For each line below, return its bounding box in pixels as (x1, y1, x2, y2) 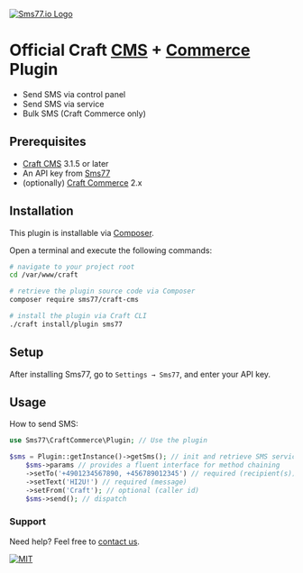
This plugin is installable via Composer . (9, 227, 155, 238)
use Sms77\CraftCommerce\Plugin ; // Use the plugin (9, 436, 207, 445)
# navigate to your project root (9, 262, 135, 271)
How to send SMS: (9, 419, 78, 430)
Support (9, 515, 47, 528)
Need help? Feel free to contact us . (9, 536, 140, 547)
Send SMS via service (22, 98, 105, 109)
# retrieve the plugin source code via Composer (9, 286, 196, 296)
